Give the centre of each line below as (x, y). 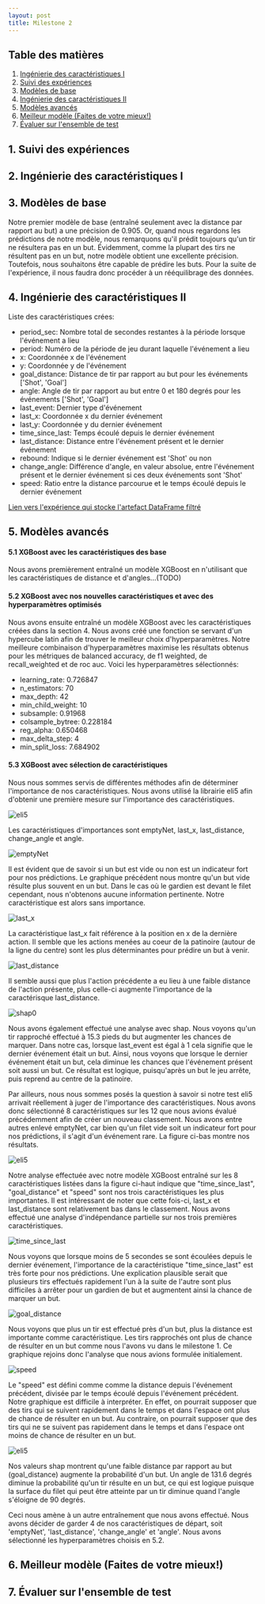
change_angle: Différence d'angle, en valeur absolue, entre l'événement (137, 466)
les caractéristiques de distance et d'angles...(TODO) (95, 578)
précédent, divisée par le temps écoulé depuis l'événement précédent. (123, 1393)
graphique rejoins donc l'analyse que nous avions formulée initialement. (125, 1354)
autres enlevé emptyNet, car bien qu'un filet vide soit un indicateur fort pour (132, 1128)
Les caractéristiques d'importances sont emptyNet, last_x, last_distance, (127, 830)
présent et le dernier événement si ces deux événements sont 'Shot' (131, 475)
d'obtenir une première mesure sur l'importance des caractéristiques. (121, 799)
